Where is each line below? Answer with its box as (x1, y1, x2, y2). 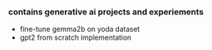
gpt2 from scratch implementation (19, 33, 132, 42)
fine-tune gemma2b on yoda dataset (19, 25, 141, 34)
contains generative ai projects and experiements (8, 6, 204, 17)
